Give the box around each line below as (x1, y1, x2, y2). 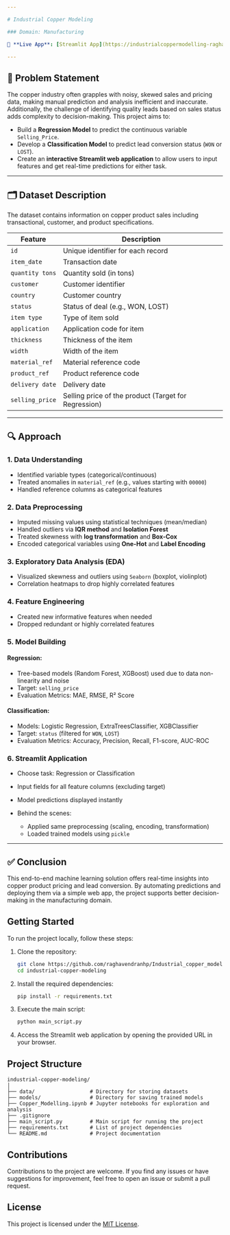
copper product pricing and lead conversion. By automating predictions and (7, 882, 221, 890)
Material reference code (62, 357, 140, 367)
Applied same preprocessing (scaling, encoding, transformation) (27, 823, 209, 831)
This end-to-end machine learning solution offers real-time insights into (7, 874, 209, 882)
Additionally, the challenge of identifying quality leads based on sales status (7, 105, 221, 113)
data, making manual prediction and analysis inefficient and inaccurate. (7, 97, 208, 106)
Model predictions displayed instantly (16, 796, 123, 804)
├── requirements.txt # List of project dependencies (7, 1125, 183, 1131)
